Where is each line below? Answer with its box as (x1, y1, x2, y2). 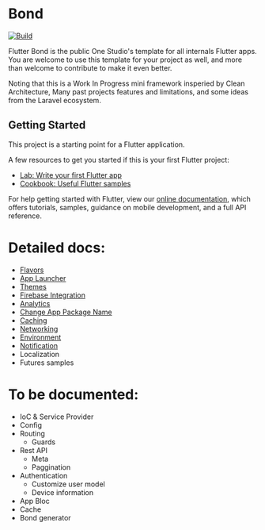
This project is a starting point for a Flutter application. (8, 140, 185, 149)
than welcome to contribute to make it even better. (8, 63, 172, 72)
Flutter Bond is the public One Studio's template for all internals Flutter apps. (8, 46, 257, 56)
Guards (31, 437, 56, 447)
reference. (8, 211, 42, 221)
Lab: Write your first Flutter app (19, 170, 123, 179)
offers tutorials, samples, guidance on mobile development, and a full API (8, 202, 247, 212)
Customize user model (31, 479, 105, 489)
